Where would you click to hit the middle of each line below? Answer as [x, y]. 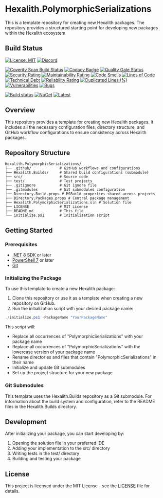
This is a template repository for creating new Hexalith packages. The [75, 23]
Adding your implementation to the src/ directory [61, 448]
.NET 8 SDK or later [32, 255]
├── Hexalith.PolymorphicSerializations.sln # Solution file [68, 203]
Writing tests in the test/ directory [45, 453]
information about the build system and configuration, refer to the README [80, 401]
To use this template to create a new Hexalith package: [60, 289]
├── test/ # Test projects [49, 181]
